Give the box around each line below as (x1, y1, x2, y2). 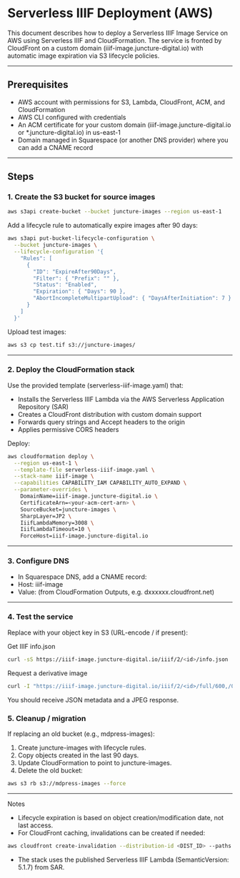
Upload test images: (7, 327, 66, 336)
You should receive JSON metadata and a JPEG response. (7, 695, 179, 704)
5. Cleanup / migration (7, 713, 86, 723)
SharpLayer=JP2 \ (20, 513, 72, 520)
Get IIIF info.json (7, 642, 56, 650)
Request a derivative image (7, 669, 88, 677)
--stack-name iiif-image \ (14, 473, 94, 480)
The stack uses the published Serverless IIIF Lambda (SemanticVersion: (17, 855, 229, 864)
